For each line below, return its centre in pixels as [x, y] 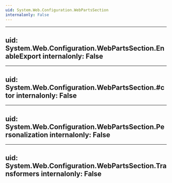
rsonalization [27, 135]
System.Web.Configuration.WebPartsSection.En [85, 48]
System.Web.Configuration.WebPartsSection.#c [85, 87]
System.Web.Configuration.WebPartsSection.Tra [86, 166]
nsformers [23, 174]
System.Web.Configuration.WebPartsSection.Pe [85, 127]
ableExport [23, 56]
